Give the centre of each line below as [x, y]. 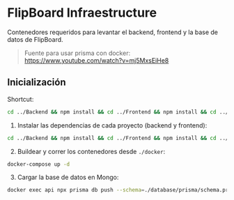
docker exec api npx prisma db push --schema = [76, 190]
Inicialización [37, 83]
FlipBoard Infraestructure [82, 13]
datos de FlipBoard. [36, 39]
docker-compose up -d [39, 164]
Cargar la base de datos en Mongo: [68, 177]
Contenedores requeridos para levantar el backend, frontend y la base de [112, 32]
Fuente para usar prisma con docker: [77, 53]
